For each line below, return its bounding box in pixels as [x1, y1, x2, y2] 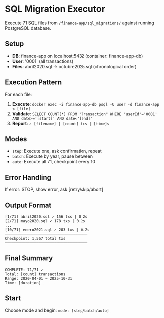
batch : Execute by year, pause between [12, 153, 93, 159]
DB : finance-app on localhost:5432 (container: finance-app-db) [12, 53, 143, 59]
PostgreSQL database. [5, 25, 51, 31]
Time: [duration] [5, 280, 41, 285]
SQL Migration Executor [5, 3, 106, 15]
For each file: [5, 91, 32, 97]
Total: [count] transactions [5, 271, 66, 277]
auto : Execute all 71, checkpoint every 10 [12, 159, 96, 165]
